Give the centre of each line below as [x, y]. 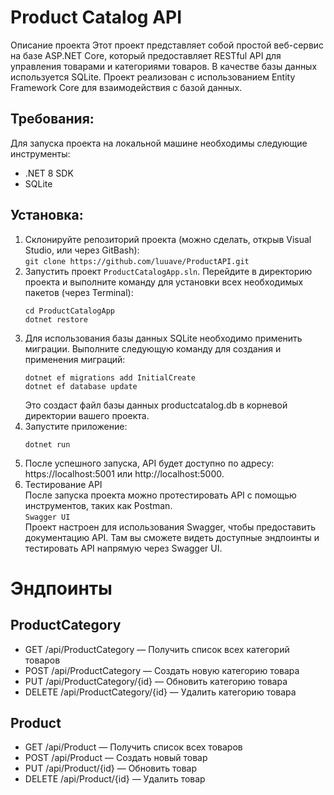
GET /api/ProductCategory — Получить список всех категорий [157, 649]
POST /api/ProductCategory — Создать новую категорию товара [162, 670]
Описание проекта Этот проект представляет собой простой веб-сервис [167, 45]
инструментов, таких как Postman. [98, 505]
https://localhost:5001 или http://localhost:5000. [124, 473]
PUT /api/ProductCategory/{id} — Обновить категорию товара [156, 681]
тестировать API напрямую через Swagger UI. [123, 548]
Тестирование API [63, 484]
